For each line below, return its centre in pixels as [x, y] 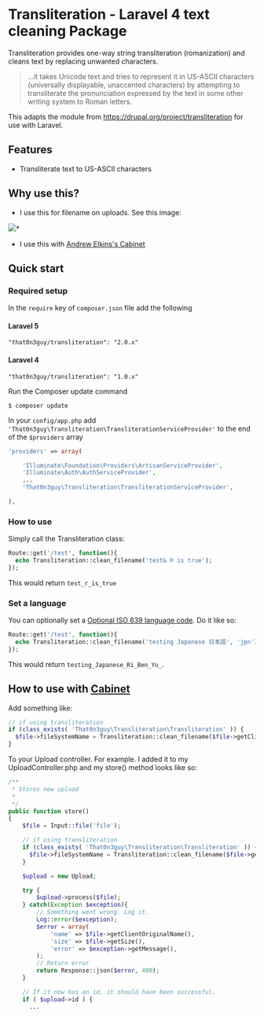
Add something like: [40, 708]
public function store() [49, 811]
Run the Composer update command [68, 391]
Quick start [36, 268]
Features [30, 150]
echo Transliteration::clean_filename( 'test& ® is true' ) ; [114, 561]
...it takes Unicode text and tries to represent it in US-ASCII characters [141, 76]
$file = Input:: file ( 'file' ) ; [72, 826]
